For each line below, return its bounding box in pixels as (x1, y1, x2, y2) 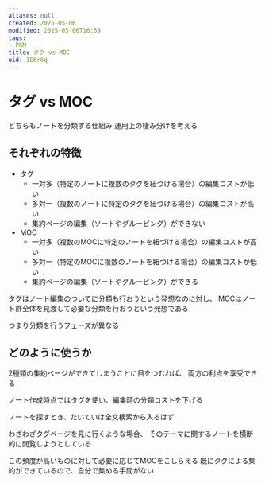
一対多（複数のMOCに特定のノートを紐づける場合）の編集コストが (31, 236, 251, 247)
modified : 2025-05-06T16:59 (8, 26, 102, 34)
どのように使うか (8, 346, 92, 360)
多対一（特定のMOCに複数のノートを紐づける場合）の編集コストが (31, 256, 251, 267)
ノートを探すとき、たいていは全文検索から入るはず (8, 412, 175, 422)
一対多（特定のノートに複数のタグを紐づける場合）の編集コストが (31, 178, 248, 188)
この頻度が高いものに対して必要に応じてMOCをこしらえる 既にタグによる (8, 456, 249, 465)
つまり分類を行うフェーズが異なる (8, 320, 120, 330)
